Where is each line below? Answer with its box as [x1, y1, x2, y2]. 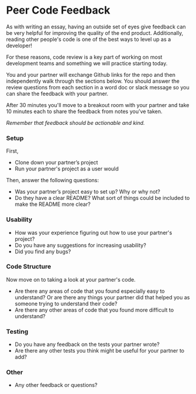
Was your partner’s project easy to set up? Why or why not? [14, 188, 161, 195]
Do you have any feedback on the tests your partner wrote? [14, 341, 160, 348]
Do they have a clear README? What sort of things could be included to [14, 195, 190, 202]
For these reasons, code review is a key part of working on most [6, 53, 162, 60]
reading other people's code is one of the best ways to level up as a [6, 35, 171, 43]
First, [6, 147, 19, 154]
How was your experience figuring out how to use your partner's [14, 229, 172, 236]
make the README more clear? [14, 201, 91, 208]
